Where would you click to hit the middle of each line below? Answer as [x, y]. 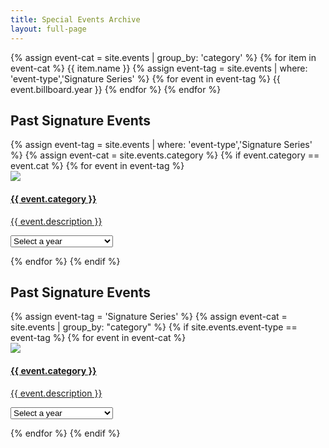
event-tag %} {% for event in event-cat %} [98, 338]
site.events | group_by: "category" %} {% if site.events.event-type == [154, 327]
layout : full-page [48, 29]
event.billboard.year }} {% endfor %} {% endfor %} [116, 89]
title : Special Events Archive [75, 19]
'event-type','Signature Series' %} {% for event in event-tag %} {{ [145, 78]
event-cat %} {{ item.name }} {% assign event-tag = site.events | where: [159, 68]
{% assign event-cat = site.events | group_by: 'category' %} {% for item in [163, 57]
